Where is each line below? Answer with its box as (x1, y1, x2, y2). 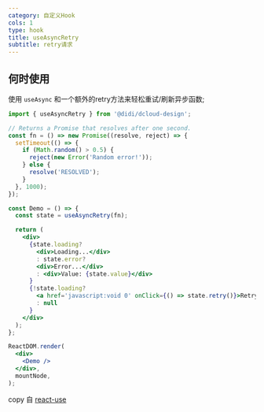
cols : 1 (8, 19, 34, 27)
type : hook (8, 26, 44, 34)
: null (36, 299, 58, 307)
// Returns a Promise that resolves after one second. (8, 124, 192, 132)
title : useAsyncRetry (8, 33, 79, 42)
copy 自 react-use (8, 395, 67, 404)
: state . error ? (36, 255, 86, 263)
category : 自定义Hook (8, 11, 75, 20)
